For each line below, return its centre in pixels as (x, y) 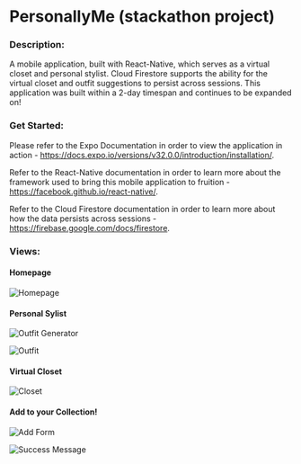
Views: (25, 251)
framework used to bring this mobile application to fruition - (120, 182)
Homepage (31, 272)
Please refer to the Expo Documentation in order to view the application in (146, 145)
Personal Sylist (38, 313)
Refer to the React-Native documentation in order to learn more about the (145, 172)
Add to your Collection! (53, 412)
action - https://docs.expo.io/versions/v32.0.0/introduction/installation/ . (142, 155)
